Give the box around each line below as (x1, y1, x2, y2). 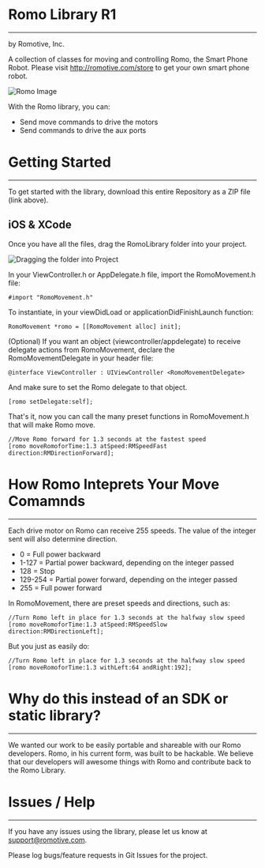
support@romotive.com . (8, 835, 88, 844)
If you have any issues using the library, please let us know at (8, 826, 207, 836)
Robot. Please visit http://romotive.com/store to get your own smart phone (8, 62, 250, 72)
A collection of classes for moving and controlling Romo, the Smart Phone (8, 54, 248, 64)
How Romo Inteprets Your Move (8, 475, 219, 493)
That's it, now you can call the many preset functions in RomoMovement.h (8, 411, 250, 421)
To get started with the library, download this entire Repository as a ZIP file (8, 187, 251, 196)
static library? (8, 706, 101, 724)
